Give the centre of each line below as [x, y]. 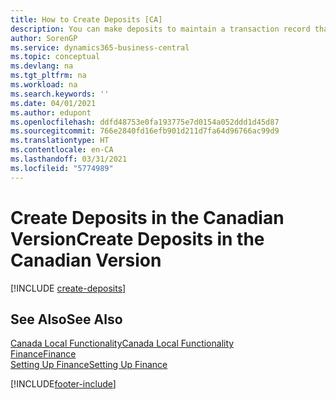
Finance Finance [43, 354]
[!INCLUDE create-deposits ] [68, 288]
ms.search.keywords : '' [60, 94]
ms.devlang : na [42, 66]
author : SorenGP [44, 38]
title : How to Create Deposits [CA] [86, 19]
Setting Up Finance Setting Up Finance [89, 365]
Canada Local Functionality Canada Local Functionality [122, 343]
